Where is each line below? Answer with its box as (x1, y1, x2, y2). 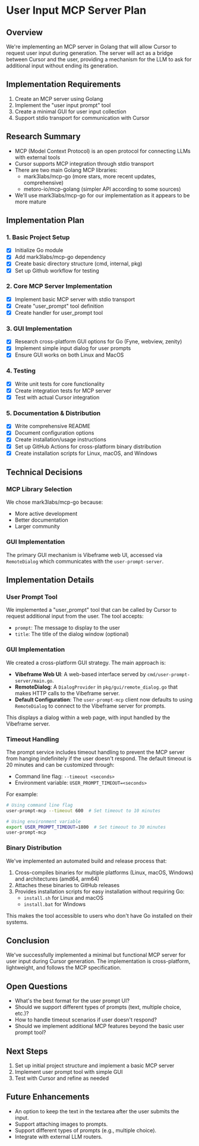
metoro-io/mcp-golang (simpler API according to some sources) (23, 185, 181, 193)
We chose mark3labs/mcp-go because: (6, 498, 103, 506)
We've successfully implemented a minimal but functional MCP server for (6, 952, 186, 959)
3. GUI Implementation (6, 324, 72, 333)
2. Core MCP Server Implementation (6, 282, 113, 290)
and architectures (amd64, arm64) (14, 875, 100, 882)
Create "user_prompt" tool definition (14, 302, 104, 309)
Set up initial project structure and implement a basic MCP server (14, 1062, 175, 1069)
